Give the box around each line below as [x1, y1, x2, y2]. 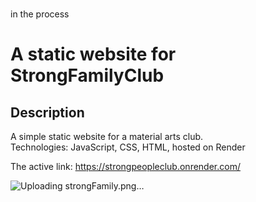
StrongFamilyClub [10, 64, 165, 87]
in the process [10, 8, 70, 20]
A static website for [10, 43, 177, 66]
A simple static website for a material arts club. [10, 131, 204, 142]
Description [10, 104, 85, 121]
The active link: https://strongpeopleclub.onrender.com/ [10, 161, 241, 172]
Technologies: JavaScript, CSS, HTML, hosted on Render [10, 141, 246, 153]
